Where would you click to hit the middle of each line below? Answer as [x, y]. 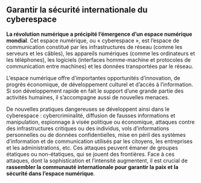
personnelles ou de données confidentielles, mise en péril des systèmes [96, 135]
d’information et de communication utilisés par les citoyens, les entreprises [100, 141]
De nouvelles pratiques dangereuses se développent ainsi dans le [88, 109]
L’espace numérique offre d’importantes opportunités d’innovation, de [93, 78]
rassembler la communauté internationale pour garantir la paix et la [92, 167]
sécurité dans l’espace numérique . [51, 173]
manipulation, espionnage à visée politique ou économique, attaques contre [101, 122]
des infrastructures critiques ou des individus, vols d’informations [88, 128]
